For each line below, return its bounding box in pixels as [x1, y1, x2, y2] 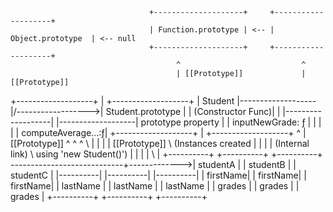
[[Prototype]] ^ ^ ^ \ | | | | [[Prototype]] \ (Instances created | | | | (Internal [10, 138, 310, 149]
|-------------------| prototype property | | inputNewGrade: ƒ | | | [55, 116, 322, 128]
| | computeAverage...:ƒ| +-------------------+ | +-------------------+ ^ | [10, 127, 307, 138]
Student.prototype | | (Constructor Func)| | [105, 106, 281, 117]
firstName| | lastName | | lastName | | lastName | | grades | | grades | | [10, 180, 300, 192]
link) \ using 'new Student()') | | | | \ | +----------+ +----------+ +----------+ [10, 148, 323, 160]
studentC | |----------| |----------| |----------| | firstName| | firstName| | [10, 169, 307, 181]
